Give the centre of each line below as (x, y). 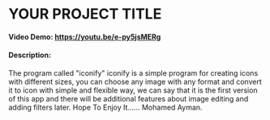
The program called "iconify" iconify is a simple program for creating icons (133, 72)
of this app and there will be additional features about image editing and (129, 98)
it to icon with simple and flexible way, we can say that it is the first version (133, 90)
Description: (30, 55)
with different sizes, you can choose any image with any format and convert (135, 81)
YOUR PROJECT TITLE (85, 14)
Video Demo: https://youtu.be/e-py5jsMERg (85, 36)
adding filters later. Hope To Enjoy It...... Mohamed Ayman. (105, 107)
